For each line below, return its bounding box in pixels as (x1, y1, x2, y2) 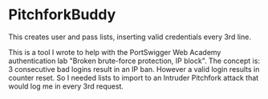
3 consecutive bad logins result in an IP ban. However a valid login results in (8, 64, 260, 73)
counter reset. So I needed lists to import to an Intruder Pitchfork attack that (8, 73, 259, 82)
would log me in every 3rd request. (8, 81, 124, 91)
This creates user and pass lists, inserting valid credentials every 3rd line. (8, 32, 251, 42)
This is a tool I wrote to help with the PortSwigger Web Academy (8, 47, 221, 57)
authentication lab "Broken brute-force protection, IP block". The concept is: (8, 56, 261, 65)
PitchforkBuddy (8, 6, 116, 24)
